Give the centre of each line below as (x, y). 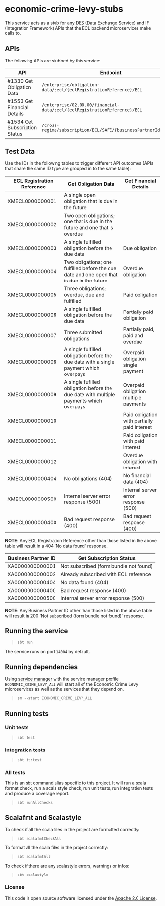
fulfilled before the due (90, 268)
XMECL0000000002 (32, 224)
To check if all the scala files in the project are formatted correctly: (72, 830)
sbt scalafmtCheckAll (39, 839)
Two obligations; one (88, 262)
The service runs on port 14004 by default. (48, 652)
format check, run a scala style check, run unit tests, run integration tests (79, 788)
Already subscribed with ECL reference (106, 574)
